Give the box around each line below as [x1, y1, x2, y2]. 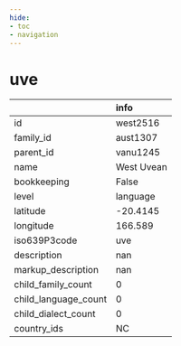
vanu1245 [115, 146, 161, 159]
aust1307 [115, 132, 158, 145]
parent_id [14, 146, 54, 159]
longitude [14, 220, 54, 232]
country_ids [14, 323, 63, 335]
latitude [14, 205, 46, 218]
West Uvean [115, 161, 167, 173]
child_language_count [14, 293, 107, 305]
